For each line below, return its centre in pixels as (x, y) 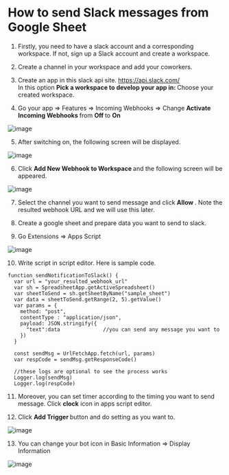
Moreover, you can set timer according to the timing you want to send (116, 396)
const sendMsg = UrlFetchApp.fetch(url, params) (85, 354)
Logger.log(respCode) (45, 383)
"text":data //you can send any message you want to (123, 329)
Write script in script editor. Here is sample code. (87, 263)
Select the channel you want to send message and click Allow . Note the (120, 202)
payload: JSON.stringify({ (59, 323)
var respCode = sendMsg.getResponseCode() (75, 359)
